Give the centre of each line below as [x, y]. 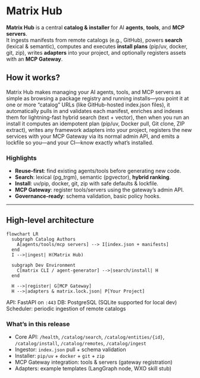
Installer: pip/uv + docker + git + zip [60, 356]
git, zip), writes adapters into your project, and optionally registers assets [96, 52]
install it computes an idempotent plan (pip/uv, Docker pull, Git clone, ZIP [96, 124]
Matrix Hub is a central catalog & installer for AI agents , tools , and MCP [96, 27]
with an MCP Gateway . [35, 59]
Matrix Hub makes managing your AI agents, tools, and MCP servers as [94, 92]
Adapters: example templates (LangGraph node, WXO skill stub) [93, 368]
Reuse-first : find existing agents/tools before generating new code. [98, 171]
